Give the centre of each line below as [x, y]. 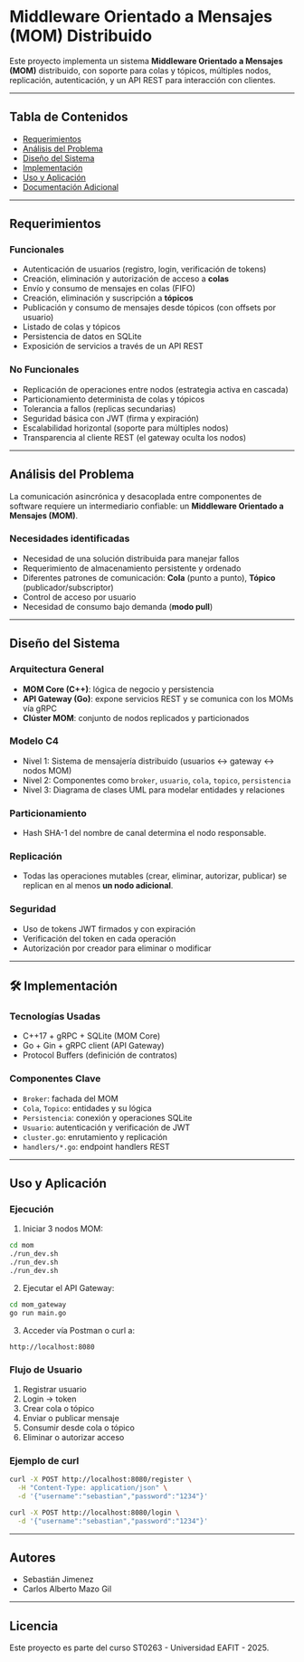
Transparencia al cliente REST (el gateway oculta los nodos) [134, 437]
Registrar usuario [55, 1389]
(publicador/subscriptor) [68, 587]
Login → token [49, 1399]
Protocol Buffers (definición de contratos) [100, 1055]
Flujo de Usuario [46, 1370]
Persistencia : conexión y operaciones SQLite [107, 1117]
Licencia [34, 1626]
